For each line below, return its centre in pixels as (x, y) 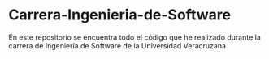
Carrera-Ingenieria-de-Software (120, 15)
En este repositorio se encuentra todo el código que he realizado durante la (135, 37)
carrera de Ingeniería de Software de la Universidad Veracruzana (117, 45)
